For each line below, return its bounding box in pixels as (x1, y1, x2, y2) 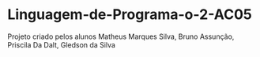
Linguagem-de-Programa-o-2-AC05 (7, 6, 252, 24)
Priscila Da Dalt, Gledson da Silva (7, 40, 116, 49)
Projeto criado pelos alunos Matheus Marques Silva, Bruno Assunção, (7, 32, 235, 41)
